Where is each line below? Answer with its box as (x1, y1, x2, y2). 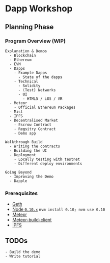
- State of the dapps (18, 75, 63, 80)
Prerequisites (5, 190, 38, 197)
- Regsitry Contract (14, 127, 56, 131)
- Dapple (9, 178, 27, 183)
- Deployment (9, 152, 36, 157)
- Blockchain (9, 53, 36, 58)
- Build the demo (5, 249, 41, 255)
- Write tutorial (5, 254, 41, 259)
